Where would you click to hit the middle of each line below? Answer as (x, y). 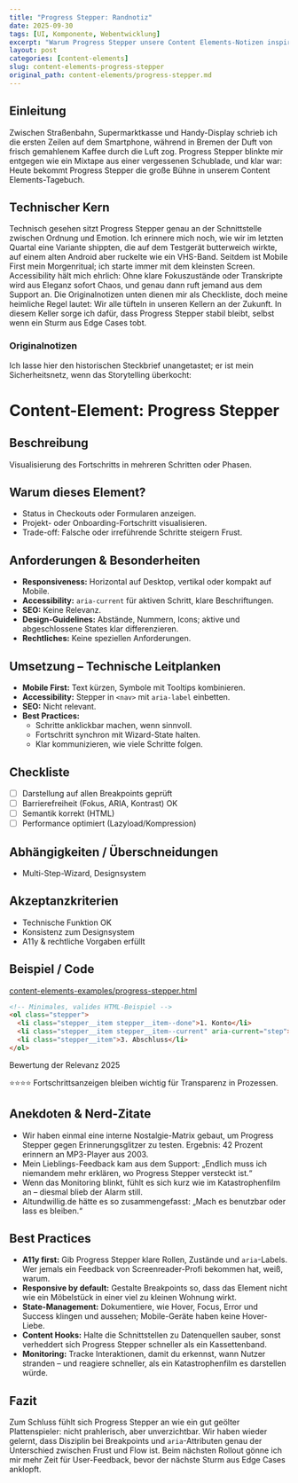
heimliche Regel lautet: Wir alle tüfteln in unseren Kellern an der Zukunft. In (145, 304)
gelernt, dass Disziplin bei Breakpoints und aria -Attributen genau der (136, 1441)
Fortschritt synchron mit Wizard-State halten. (118, 735)
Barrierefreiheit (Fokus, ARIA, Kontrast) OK (100, 803)
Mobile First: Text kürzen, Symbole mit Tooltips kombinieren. (133, 687)
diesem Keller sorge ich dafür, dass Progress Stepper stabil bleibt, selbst (142, 314)
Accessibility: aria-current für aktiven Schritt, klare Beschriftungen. (148, 600)
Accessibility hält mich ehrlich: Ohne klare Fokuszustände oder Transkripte (146, 276)
